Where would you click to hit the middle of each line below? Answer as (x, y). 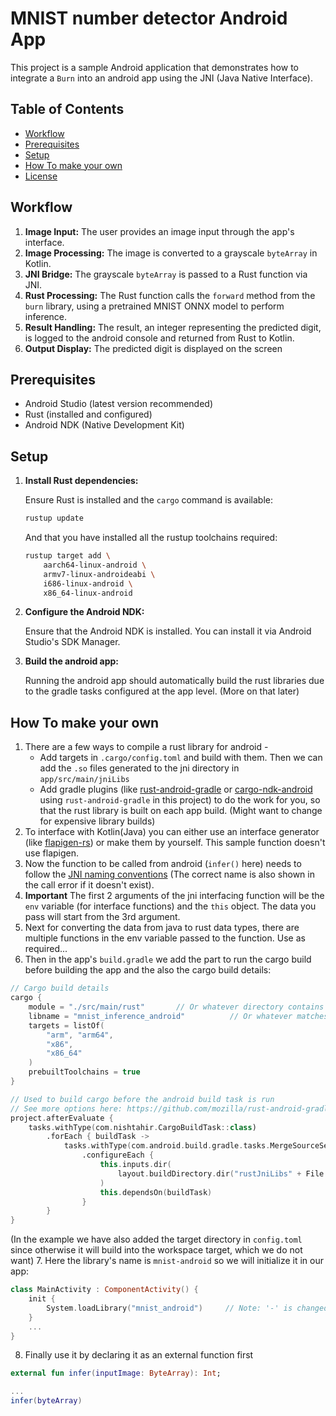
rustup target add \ (67, 556)
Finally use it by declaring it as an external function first (139, 1355)
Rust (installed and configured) (88, 414)
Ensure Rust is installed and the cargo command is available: (148, 500)
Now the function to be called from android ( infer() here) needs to (163, 864)
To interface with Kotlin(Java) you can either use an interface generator (172, 832)
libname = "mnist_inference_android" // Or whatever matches (178, 1016)
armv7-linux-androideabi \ (99, 574)
